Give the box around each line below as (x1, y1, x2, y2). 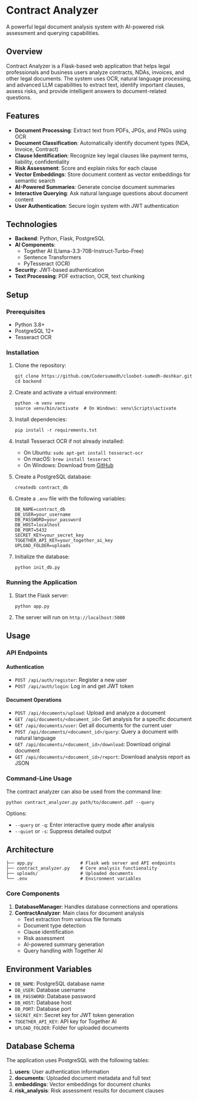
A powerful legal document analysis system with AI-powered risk (6, 23, 164, 30)
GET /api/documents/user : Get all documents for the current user (14, 722, 173, 729)
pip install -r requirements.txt (14, 427, 98, 433)
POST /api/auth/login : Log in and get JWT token (14, 683, 134, 690)
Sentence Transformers (23, 254, 82, 261)
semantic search (14, 177, 56, 184)
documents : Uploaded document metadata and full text (14, 1075, 151, 1082)
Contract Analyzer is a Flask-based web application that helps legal (6, 62, 170, 69)
